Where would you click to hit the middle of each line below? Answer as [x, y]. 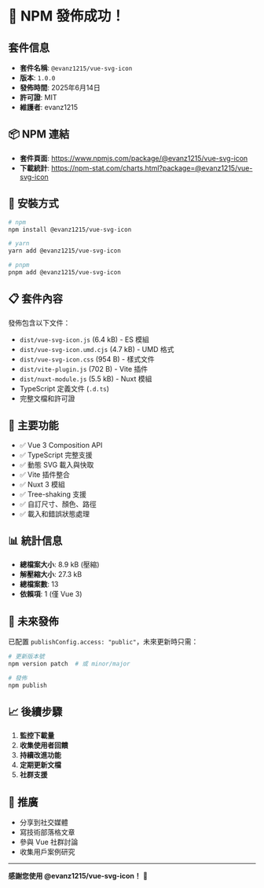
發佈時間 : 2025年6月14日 [60, 88]
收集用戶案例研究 [47, 852]
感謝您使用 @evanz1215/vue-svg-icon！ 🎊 [78, 876]
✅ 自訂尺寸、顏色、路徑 [58, 504]
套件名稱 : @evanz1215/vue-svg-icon [76, 68]
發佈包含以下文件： [39, 322]
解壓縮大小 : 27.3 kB [51, 574]
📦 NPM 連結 [39, 134]
